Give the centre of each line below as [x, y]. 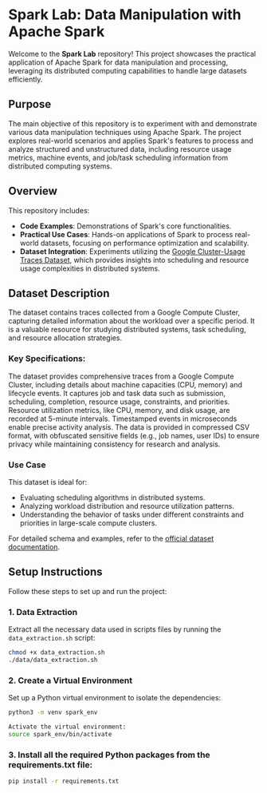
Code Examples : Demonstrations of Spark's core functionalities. [126, 226]
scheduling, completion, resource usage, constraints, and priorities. [119, 402]
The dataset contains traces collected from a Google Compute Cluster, [124, 312]
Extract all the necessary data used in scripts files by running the [115, 629]
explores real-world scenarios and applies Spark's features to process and [131, 141]
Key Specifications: [47, 359]
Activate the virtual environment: [67, 727]
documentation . [34, 547]
